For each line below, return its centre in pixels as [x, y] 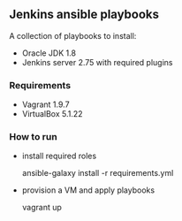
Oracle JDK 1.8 [49, 53]
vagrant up [42, 208]
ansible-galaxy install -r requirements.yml [98, 173]
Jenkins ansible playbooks [84, 15]
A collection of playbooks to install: [73, 35]
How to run [33, 137]
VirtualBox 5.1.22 [52, 114]
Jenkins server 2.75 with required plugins [97, 62]
